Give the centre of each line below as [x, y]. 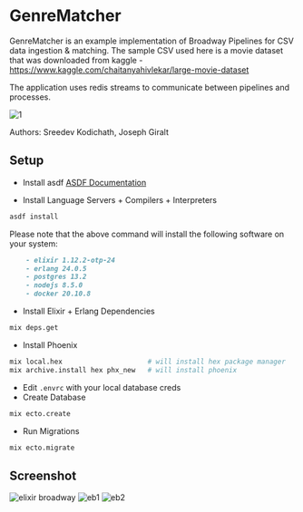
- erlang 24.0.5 [57, 268]
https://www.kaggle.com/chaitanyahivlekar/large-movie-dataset [129, 70]
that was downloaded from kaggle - [76, 60]
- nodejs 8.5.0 [54, 285]
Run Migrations [51, 430]
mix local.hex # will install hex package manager [147, 362]
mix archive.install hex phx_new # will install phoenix [123, 370]
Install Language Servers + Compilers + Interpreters [120, 199]
